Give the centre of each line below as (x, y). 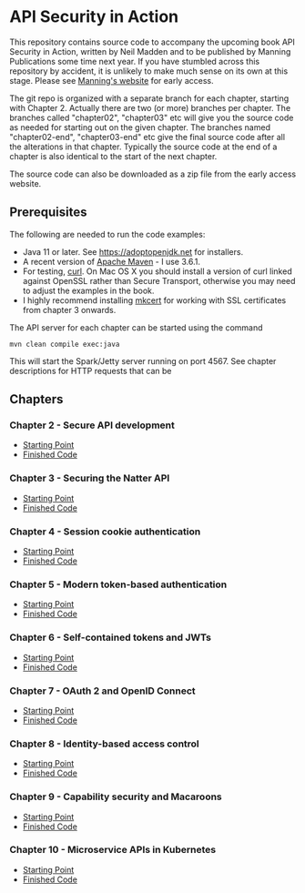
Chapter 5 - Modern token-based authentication (118, 584)
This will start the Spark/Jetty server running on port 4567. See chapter (143, 360)
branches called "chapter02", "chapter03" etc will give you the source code (152, 117)
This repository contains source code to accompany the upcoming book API (152, 42)
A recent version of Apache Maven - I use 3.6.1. (111, 261)
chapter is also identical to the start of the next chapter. (113, 156)
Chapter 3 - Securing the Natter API (90, 478)
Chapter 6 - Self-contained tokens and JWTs (111, 637)
